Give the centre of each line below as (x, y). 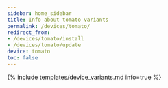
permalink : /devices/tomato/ (49, 26)
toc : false (23, 58)
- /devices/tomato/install (46, 39)
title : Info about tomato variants (58, 20)
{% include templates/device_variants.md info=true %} (84, 77)
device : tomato (29, 52)
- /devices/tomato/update (44, 45)
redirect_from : (29, 32)
